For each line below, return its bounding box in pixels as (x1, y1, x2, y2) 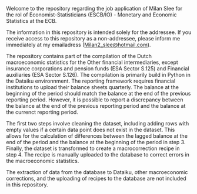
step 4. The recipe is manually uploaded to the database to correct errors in (6, 151, 189, 158)
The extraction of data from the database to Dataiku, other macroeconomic (6, 169, 188, 175)
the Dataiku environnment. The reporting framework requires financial (6, 77, 176, 84)
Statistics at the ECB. (6, 18, 57, 24)
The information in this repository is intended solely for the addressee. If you (6, 29, 192, 36)
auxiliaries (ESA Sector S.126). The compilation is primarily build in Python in (6, 72, 191, 78)
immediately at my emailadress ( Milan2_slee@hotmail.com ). (6, 41, 151, 48)
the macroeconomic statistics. (6, 158, 79, 164)
